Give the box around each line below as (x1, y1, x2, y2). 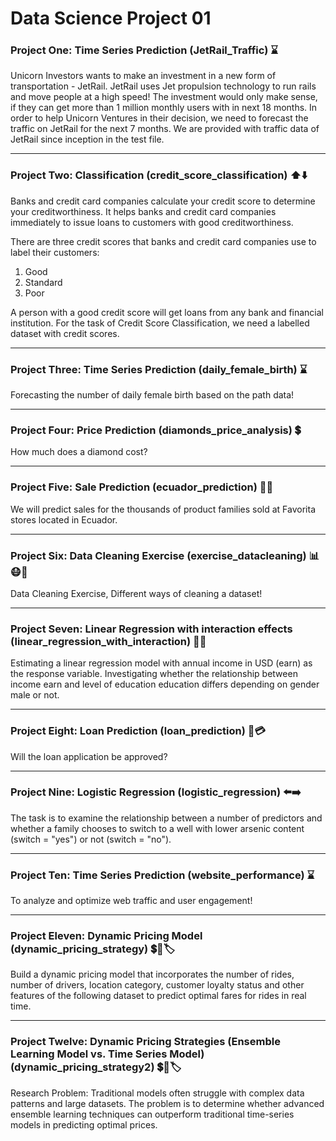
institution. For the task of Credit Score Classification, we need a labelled (10, 317, 310, 329)
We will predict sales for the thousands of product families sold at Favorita (10, 503, 316, 515)
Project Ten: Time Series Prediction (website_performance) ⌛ (10, 868, 315, 882)
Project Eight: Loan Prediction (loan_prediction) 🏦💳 (10, 724, 267, 738)
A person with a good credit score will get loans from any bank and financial (10, 306, 325, 318)
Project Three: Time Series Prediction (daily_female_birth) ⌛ (10, 362, 308, 376)
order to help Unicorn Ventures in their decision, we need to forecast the (10, 112, 309, 124)
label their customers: (10, 246, 100, 258)
